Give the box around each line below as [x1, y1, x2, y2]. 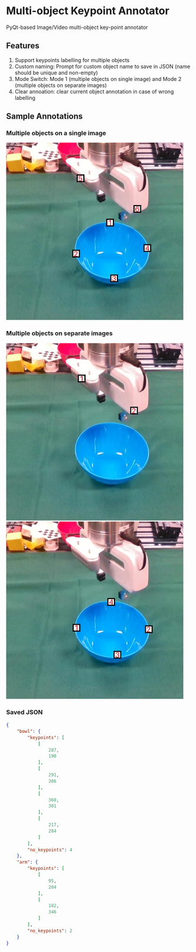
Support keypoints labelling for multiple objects [14, 56, 130, 63]
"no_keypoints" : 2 [27, 928, 73, 934]
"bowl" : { [17, 728, 41, 734]
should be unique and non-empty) [14, 69, 99, 76]
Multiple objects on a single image [6, 129, 106, 137]
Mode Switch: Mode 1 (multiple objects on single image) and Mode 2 [14, 75, 182, 82]
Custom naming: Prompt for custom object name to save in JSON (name [14, 63, 191, 70]
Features [6, 41, 40, 51]
